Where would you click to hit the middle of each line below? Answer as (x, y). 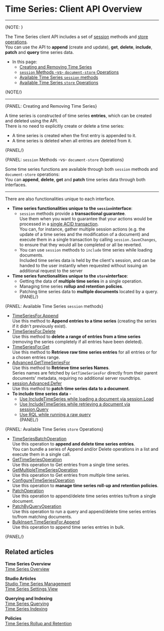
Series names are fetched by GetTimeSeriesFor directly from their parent (85, 373)
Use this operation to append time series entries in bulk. (68, 527)
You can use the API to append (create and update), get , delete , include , (79, 47)
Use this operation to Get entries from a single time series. (71, 465)
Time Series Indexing (26, 608)
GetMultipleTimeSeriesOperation (45, 470)
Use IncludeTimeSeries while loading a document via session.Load (86, 399)
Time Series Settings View (31, 589)
